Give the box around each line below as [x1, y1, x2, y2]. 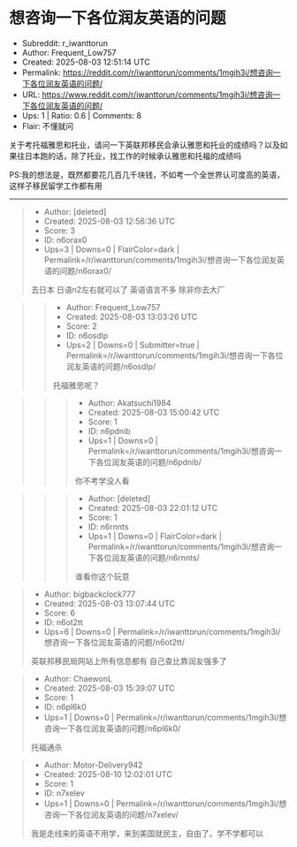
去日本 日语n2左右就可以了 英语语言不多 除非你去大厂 [30, 284, 225, 294]
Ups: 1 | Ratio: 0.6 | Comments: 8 [21, 110, 141, 120]
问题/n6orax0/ [59, 265, 112, 276]
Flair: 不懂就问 [21, 120, 73, 131]
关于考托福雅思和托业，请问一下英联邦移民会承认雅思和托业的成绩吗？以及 [9, 139, 280, 150]
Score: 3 [43, 225, 75, 235]
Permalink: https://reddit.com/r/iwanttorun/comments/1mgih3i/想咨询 [21, 67, 274, 78]
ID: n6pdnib [88, 425, 131, 436]
